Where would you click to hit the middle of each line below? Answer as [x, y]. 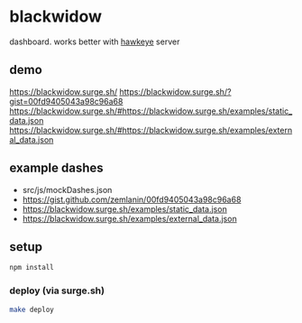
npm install [32, 268]
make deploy [32, 309]
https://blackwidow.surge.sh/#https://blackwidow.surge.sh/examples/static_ [151, 111]
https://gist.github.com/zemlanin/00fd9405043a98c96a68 [132, 199]
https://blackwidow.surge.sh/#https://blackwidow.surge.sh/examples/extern [151, 130]
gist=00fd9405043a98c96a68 [66, 101]
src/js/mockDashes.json [67, 189]
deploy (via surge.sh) [57, 291]
